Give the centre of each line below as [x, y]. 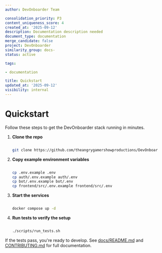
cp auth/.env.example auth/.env [45, 177]
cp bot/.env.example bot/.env [43, 181]
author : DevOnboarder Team [32, 9]
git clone [22, 150]
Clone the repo [27, 137]
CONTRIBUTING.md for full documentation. [49, 245]
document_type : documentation [36, 36]
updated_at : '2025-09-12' [31, 86]
